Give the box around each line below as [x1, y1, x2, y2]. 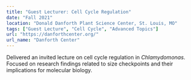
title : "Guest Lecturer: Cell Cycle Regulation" [6, 8, 132, 15]
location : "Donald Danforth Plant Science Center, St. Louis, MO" [6, 20, 178, 26]
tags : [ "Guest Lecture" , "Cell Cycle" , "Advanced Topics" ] [6, 25, 159, 32]
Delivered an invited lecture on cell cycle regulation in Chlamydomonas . [6, 54, 186, 61]
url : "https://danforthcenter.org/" [6, 32, 99, 38]
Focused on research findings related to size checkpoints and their [6, 60, 173, 67]
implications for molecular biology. [6, 67, 93, 73]
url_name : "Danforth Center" [6, 37, 80, 43]
